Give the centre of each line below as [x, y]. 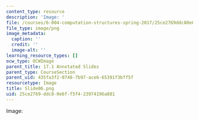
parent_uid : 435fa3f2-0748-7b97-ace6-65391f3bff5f [70, 77]
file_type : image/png [33, 28]
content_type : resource [36, 12]
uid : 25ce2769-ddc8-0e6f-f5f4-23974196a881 [61, 94]
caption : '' [26, 39]
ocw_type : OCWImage [30, 61]
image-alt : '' [29, 50]
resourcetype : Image [32, 83]
